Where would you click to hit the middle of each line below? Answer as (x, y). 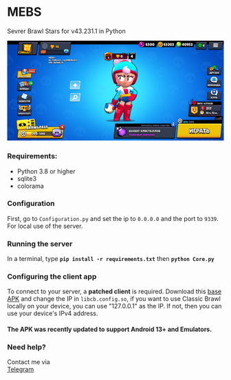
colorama (31, 186)
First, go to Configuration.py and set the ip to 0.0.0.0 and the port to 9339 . (113, 218)
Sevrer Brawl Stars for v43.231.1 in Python (66, 31)
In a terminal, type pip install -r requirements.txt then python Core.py (111, 259)
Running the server (40, 244)
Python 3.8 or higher (46, 171)
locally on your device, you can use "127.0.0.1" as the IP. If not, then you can (114, 306)
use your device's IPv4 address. (53, 313)
